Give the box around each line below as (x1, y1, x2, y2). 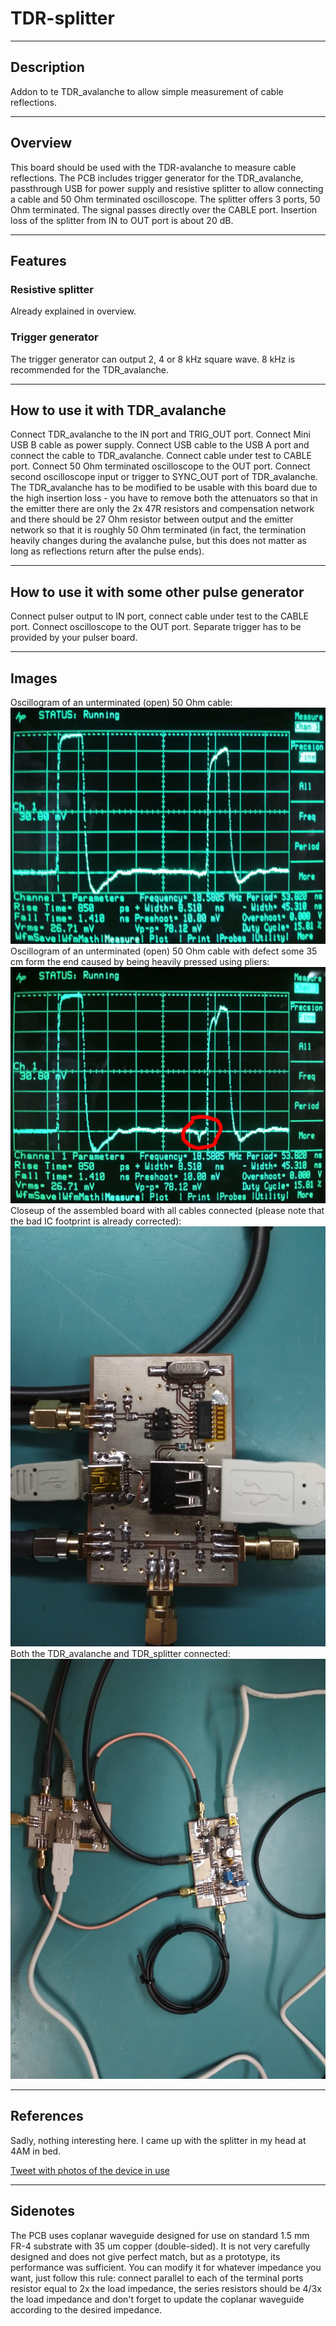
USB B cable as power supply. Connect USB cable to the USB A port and (10, 439, 310, 451)
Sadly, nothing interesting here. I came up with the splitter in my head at (10, 2134, 307, 2146)
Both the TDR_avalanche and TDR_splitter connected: (10, 1647, 231, 1659)
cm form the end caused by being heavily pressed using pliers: (10, 955, 270, 967)
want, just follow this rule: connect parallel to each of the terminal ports (10, 2272, 304, 2284)
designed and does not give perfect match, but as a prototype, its (10, 2250, 281, 2262)
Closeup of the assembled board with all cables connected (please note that (10, 1204, 325, 1216)
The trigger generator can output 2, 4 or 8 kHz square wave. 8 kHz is (10, 353, 296, 365)
